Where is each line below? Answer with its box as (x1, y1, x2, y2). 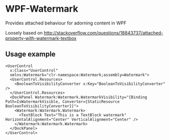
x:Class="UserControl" (10, 68, 58, 73)
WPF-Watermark (5, 3, 78, 15)
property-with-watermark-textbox (5, 35, 77, 41)
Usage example (5, 50, 56, 59)
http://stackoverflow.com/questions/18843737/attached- (43, 30, 163, 36)
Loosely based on (5, 30, 43, 36)
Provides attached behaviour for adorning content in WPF (5, 20, 127, 26)
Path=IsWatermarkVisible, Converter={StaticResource (5, 99, 120, 104)
